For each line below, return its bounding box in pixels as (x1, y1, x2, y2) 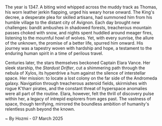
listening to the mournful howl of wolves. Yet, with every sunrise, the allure (5, 35, 154, 41)
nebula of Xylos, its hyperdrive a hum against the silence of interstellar (5, 70, 146, 76)
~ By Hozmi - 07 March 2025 (5, 116, 63, 121)
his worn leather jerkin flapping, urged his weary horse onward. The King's (5, 9, 155, 15)
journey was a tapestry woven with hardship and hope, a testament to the (5, 46, 152, 51)
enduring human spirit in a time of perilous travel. (5, 50, 103, 56)
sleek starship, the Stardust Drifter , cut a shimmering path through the (5, 65, 146, 71)
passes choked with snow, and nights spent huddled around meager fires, (5, 30, 153, 35)
